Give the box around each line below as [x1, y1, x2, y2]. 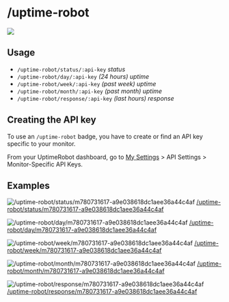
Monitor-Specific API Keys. [7, 160, 83, 168]
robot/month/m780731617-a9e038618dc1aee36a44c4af [7, 267, 165, 275]
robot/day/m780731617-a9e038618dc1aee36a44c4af [7, 226, 157, 234]
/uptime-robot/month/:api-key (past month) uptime [16, 87, 163, 95]
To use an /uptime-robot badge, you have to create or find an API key [7, 132, 203, 140]
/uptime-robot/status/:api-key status [16, 65, 126, 73]
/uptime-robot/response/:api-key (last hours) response [16, 94, 174, 102]
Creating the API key [7, 114, 97, 126]
